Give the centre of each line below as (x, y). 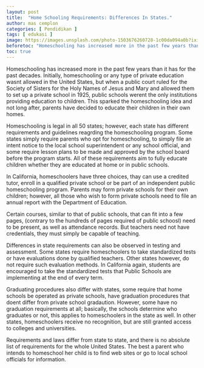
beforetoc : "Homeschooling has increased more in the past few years (96, 46)
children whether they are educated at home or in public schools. (88, 164)
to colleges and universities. (42, 328)
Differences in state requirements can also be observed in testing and (93, 245)
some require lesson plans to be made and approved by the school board (98, 151)
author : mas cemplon (32, 23)
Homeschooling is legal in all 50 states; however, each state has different (98, 126)
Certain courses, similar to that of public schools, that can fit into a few (95, 214)
